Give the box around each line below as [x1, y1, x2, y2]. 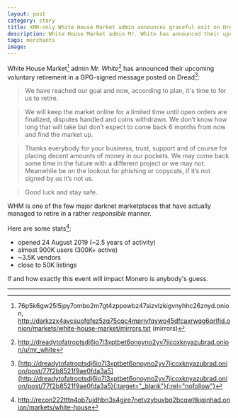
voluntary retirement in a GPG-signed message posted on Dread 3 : [7, 72, 200, 82]
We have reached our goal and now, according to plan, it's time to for [24, 87, 227, 95]
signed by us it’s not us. [24, 175, 94, 183]
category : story [7, 17, 55, 24]
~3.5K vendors [17, 253, 62, 261]
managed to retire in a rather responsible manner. [7, 209, 152, 218]
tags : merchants [7, 37, 55, 44]
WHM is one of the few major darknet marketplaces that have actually [7, 202, 211, 210]
